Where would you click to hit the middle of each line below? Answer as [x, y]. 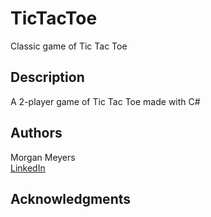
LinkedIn [28, 168]
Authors [36, 133]
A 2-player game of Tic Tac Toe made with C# [105, 101]
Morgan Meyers [43, 157]
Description [47, 77]
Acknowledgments [71, 198]
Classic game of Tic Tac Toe [69, 46]
